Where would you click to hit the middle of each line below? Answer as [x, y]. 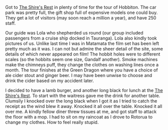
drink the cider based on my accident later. [50, 80]
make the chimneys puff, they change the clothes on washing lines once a [82, 65]
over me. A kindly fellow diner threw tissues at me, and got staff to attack [81, 111]
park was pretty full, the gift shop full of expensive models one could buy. [81, 12]
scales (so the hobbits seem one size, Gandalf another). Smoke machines [81, 59]
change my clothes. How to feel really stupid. [52, 122]
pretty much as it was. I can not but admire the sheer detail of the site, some [84, 49]
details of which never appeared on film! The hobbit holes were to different [83, 54]
